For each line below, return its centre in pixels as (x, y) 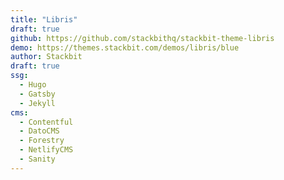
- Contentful (46, 122)
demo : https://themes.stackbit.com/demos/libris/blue (125, 47)
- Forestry (42, 141)
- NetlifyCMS (46, 150)
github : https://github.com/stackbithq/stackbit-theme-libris (142, 38)
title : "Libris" (44, 19)
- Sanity (37, 159)
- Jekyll (37, 103)
